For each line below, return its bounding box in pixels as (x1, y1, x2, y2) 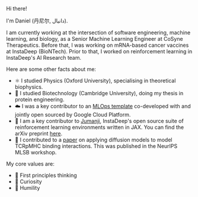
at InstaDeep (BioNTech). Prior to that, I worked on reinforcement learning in (6, 48, 193, 55)
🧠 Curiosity (14, 178, 43, 185)
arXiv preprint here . (14, 130, 63, 137)
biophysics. (14, 83, 43, 91)
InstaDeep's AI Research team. (6, 54, 82, 61)
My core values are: (6, 160, 55, 167)
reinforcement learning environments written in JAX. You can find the (14, 124, 184, 131)
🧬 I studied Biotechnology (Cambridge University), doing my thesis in (14, 90, 184, 96)
